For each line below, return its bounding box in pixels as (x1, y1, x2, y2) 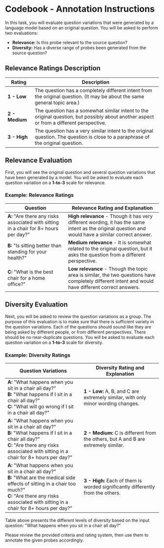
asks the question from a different (68, 251, 145, 258)
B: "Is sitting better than (7, 242, 62, 249)
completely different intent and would (68, 278, 154, 285)
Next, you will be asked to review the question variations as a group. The (5, 313, 151, 319)
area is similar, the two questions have (68, 271, 156, 278)
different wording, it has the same (68, 219, 145, 226)
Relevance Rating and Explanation (71, 204, 153, 211)
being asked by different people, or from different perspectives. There (5, 329, 146, 335)
